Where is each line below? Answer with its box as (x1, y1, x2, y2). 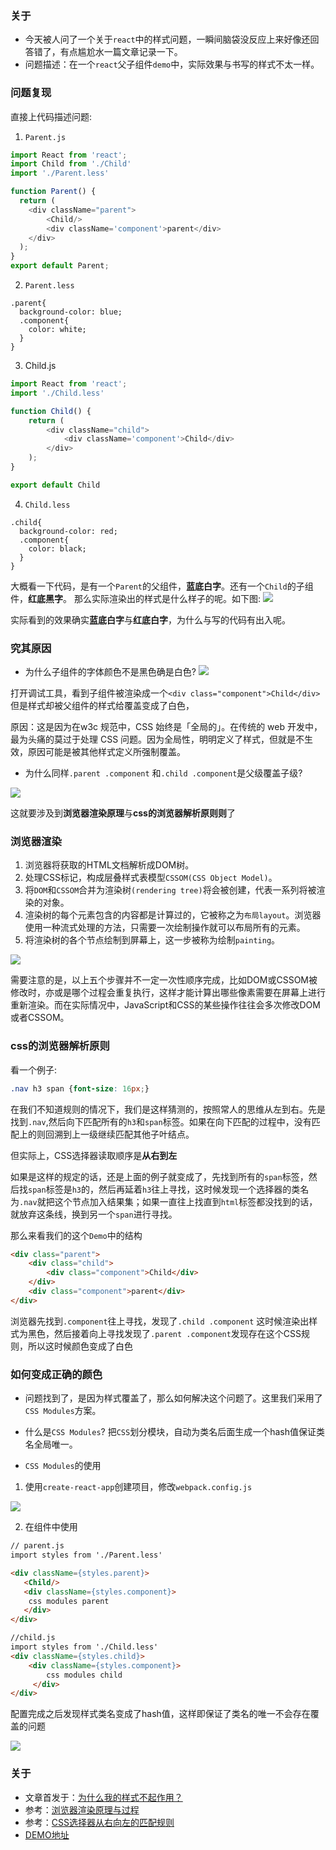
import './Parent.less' (10, 168, 110, 179)
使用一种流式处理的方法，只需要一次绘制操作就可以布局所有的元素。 (24, 922, 306, 934)
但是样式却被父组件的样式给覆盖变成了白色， (10, 700, 195, 712)
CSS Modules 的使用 (24, 1460, 102, 1472)
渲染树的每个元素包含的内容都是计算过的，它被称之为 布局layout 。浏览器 (24, 909, 322, 921)
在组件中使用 (24, 1521, 78, 1533)
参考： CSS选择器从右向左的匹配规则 (24, 1816, 175, 1828)
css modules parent (28, 1596, 110, 1606)
